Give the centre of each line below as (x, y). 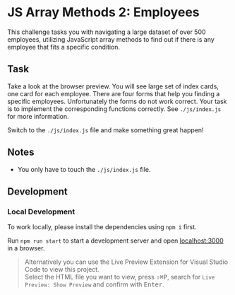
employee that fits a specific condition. (64, 47)
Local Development (41, 212)
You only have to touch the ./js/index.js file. (84, 169)
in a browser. (26, 248)
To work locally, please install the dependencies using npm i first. (102, 227)
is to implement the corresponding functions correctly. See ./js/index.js (114, 109)
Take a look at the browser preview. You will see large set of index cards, (113, 86)
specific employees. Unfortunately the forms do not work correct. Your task (117, 101)
